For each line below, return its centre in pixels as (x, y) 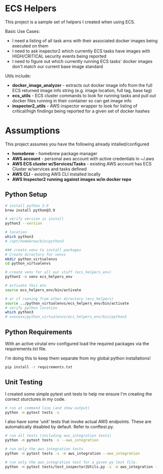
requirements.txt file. (26, 349)
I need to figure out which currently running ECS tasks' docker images (82, 61)
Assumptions (33, 131)
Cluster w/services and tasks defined (49, 169)
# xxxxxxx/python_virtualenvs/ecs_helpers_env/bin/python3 (66, 317)
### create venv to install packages (43, 250)
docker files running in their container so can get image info (72, 100)
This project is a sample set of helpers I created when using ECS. (70, 22)
